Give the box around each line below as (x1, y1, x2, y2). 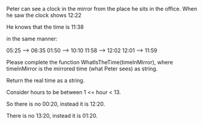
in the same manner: (6, 35, 58, 42)
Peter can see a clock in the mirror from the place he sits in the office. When (6, 5, 198, 12)
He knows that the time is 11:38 (6, 24, 84, 30)
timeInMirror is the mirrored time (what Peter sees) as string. (6, 65, 158, 72)
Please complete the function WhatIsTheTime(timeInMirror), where (6, 59, 173, 66)
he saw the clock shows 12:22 (6, 12, 82, 19)
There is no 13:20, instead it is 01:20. (6, 112, 98, 119)
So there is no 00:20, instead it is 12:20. (6, 100, 105, 107)
